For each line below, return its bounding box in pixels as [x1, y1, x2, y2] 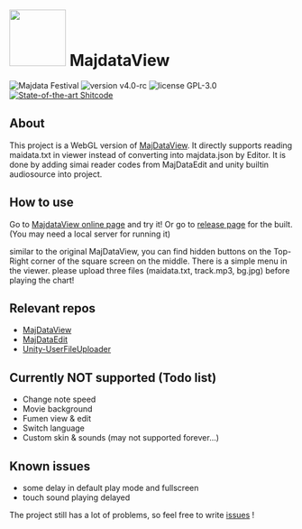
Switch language [22, 422, 86, 433]
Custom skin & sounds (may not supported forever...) [22, 432, 219, 443]
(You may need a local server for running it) [9, 228, 171, 239]
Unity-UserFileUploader [22, 344, 111, 355]
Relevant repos [9, 301, 96, 316]
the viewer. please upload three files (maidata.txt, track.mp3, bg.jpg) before [9, 264, 290, 275]
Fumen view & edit [22, 413, 92, 424]
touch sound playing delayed [22, 492, 131, 503]
